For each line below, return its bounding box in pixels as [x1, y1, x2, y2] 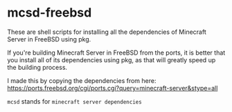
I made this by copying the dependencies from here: [7, 76, 157, 84]
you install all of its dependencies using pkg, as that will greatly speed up [7, 55, 216, 64]
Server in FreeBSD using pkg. [7, 35, 91, 43]
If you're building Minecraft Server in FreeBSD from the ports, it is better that [7, 48, 226, 57]
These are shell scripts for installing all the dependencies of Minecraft [7, 28, 206, 36]
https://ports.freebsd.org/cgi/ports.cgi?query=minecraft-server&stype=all [7, 84, 218, 92]
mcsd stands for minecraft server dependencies [7, 97, 142, 105]
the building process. [7, 63, 68, 71]
